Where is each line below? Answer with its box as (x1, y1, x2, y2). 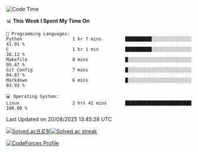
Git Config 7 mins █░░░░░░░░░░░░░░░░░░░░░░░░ (6, 67, 192, 73)
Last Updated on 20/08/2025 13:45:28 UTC (6, 115, 112, 123)
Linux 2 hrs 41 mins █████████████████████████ (6, 100, 192, 106)
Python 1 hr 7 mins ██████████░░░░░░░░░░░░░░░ (6, 36, 192, 42)
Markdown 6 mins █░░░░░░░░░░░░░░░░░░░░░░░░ (6, 77, 192, 83)
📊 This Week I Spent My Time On (6, 18, 90, 24)
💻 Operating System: (6, 94, 59, 100)
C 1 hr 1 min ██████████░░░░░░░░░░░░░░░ (6, 47, 192, 52)
